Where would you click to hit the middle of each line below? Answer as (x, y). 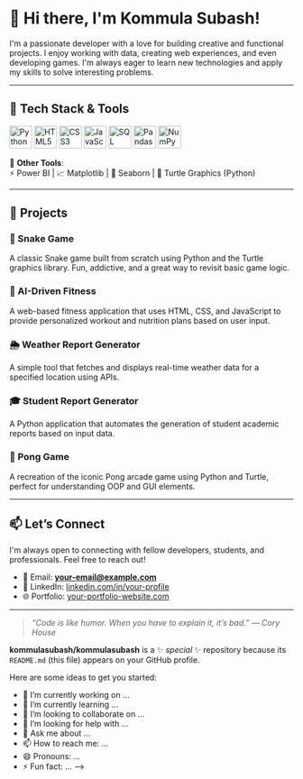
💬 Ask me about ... (56, 733)
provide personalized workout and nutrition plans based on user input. (140, 320)
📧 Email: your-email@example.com (89, 577)
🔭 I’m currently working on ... (76, 695)
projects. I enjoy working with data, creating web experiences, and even (143, 52)
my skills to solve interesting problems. (82, 72)
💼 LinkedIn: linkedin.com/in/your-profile (96, 587)
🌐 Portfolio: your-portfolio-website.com (96, 596)
